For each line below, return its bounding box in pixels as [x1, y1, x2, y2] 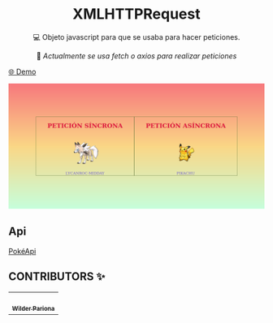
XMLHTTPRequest [72, 5, 201, 24]
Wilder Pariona [11, 305, 55, 313]
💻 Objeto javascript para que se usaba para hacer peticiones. [32, 32, 240, 41]
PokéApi [8, 246, 37, 256]
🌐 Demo [8, 67, 37, 76]
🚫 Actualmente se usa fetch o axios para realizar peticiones [36, 50, 237, 61]
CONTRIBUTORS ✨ [8, 269, 106, 284]
